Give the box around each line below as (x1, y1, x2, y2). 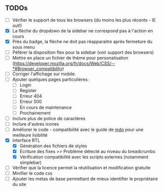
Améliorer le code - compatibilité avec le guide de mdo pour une (12, 127, 144, 132)
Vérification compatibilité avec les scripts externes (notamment (19, 154, 149, 159)
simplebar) (19, 159, 42, 165)
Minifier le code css (12, 170, 53, 176)
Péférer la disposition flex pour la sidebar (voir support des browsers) (12, 49, 154, 55)
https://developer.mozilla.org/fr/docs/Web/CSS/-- (14, 61, 116, 66)
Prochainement (19, 110, 51, 116)
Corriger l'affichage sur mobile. (12, 71, 77, 77)
